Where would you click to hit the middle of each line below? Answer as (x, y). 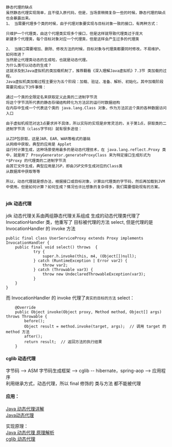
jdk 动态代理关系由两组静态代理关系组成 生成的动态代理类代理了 (73, 216)
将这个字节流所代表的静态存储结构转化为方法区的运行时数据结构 (63, 103)
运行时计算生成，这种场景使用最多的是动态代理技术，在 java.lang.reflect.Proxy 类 (86, 150)
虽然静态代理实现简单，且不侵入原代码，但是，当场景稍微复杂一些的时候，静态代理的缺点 (86, 13)
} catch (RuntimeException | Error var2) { (80, 261)
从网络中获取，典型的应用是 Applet (39, 144)
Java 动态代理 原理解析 (30, 432)
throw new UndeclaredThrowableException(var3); (94, 274)
